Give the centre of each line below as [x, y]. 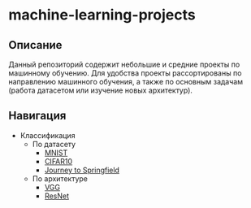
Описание [35, 45]
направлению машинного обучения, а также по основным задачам [126, 82]
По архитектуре [60, 178]
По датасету [54, 144]
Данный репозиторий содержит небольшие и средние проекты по [124, 64]
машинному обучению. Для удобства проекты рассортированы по [125, 73]
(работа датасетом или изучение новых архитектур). [101, 90]
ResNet [57, 196]
